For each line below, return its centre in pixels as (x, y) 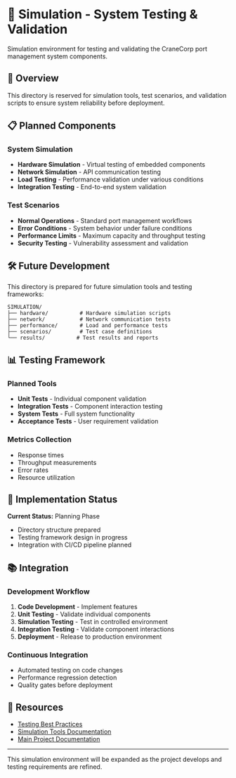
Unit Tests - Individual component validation (82, 399)
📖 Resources (35, 707)
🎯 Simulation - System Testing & (103, 14)
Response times (41, 455)
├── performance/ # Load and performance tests (88, 325)
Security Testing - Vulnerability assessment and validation (103, 243)
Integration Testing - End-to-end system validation (92, 187)
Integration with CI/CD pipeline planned (74, 545)
